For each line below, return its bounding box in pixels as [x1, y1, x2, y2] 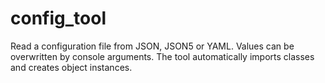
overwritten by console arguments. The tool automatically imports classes [10, 50, 315, 62]
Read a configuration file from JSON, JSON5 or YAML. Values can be [10, 40, 295, 52]
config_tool [10, 7, 107, 30]
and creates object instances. [10, 61, 133, 73]
